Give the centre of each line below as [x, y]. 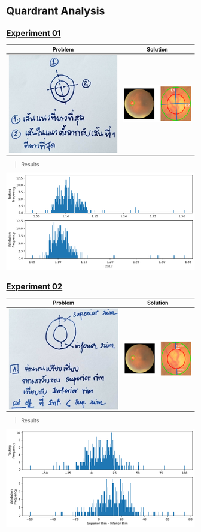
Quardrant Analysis [56, 11]
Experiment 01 [33, 33]
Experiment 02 [34, 287]
